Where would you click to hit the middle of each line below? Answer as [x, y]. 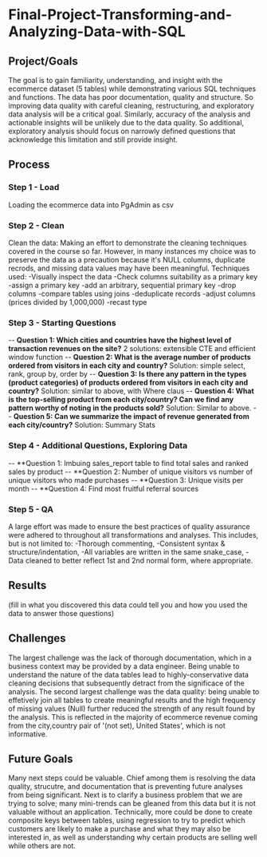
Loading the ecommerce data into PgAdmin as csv [91, 204]
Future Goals [41, 758]
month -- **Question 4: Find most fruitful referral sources [104, 488]
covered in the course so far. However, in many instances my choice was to [132, 251]
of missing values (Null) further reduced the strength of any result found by [132, 709]
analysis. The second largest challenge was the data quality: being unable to [134, 691]
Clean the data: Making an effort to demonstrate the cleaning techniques [128, 243]
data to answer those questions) [61, 613]
